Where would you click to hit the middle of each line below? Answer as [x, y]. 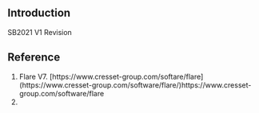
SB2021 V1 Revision [40, 32]
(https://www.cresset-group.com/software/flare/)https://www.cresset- [135, 85]
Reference [34, 58]
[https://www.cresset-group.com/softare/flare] [127, 76]
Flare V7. [34, 76]
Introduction [39, 13]
